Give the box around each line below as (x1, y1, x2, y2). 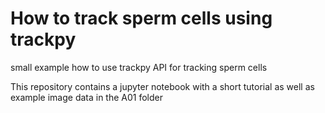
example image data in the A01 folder (10, 91, 164, 103)
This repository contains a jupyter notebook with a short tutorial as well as (10, 80, 315, 92)
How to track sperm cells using (10, 7, 273, 30)
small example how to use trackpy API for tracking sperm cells (10, 61, 268, 73)
